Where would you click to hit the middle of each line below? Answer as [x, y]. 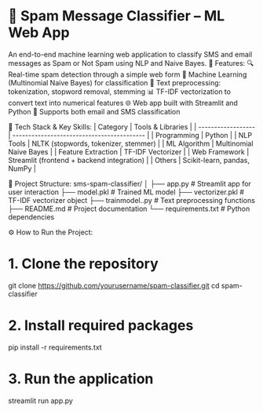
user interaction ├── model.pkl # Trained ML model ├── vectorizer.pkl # [126, 192]
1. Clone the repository [83, 264]
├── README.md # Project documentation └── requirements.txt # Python [129, 208]
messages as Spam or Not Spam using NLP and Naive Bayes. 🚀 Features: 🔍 [131, 63]
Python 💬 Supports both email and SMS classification [94, 111]
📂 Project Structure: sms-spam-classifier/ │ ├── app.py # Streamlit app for [130, 183]
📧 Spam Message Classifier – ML [117, 16]
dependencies [31, 217]
